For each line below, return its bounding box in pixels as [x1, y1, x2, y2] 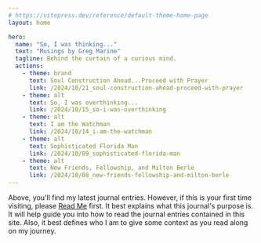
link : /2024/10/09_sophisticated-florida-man [28, 150, 180, 158]
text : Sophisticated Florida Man [28, 142, 139, 150]
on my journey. [8, 227, 56, 235]
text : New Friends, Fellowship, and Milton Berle [28, 164, 194, 172]
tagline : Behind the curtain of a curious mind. [15, 55, 177, 63]
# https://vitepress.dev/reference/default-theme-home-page [8, 11, 209, 20]
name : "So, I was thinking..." [15, 40, 118, 48]
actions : [15, 62, 44, 71]
